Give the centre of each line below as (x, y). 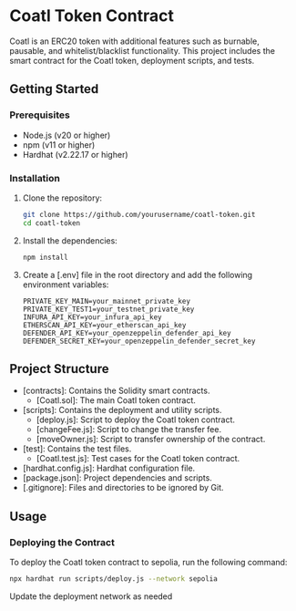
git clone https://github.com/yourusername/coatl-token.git (139, 214)
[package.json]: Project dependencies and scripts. (117, 478)
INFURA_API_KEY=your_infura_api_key (92, 317)
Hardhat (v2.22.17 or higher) (76, 154)
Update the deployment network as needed (91, 596)
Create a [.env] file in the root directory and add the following (138, 274)
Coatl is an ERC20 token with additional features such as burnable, (134, 41)
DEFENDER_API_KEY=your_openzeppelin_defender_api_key (127, 333)
